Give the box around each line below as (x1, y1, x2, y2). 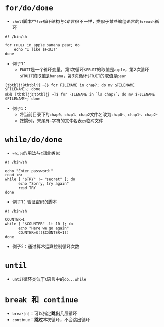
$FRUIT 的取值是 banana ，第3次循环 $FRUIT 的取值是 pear (19, 72, 126, 79)
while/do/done (5, 135, 63, 145)
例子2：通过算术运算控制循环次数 (12, 243, 80, 249)
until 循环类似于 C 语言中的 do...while (12, 276, 87, 282)
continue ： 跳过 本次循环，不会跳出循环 (12, 316, 91, 322)
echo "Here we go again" (18, 226, 69, 231)
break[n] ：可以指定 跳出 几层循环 (12, 310, 77, 316)
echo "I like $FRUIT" (14, 47, 58, 52)
